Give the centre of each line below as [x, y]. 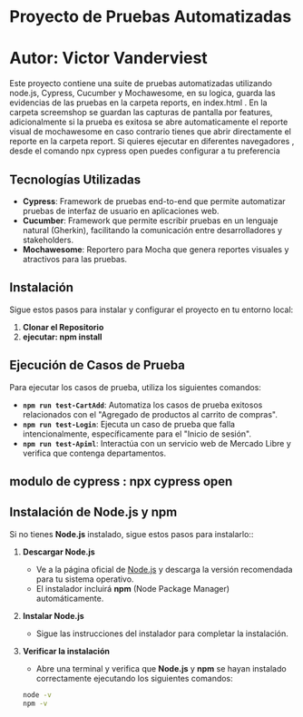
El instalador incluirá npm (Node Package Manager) [132, 588]
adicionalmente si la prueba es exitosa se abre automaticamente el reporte [149, 122]
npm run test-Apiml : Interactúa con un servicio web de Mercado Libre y [157, 443]
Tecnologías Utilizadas [75, 179]
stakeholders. [48, 240]
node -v [37, 695]
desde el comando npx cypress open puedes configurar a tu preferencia [145, 151]
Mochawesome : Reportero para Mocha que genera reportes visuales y [156, 249]
